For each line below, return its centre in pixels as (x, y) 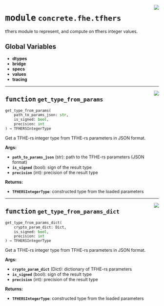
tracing (20, 79)
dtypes (20, 58)
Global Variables (31, 47)
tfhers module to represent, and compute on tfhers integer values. (72, 31)
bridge (19, 64)
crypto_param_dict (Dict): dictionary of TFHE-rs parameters (72, 269)
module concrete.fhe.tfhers (63, 18)
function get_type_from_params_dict (62, 212)
